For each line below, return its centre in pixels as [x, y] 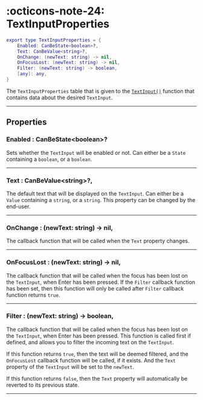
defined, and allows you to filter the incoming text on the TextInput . [90, 342]
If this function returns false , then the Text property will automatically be [97, 378]
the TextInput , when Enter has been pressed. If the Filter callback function [101, 282]
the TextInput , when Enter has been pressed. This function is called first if [99, 336]
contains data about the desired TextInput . [60, 97]
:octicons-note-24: [55, 11]
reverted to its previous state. [43, 385]
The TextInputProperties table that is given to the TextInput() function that [100, 91]
